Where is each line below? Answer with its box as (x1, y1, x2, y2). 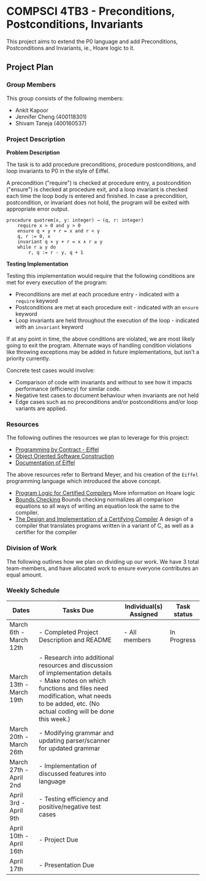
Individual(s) (124, 602, 163, 610)
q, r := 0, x (17, 233, 51, 239)
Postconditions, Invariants (6, 17, 143, 31)
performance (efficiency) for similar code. (15, 385, 121, 392)
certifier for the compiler (15, 529, 78, 536)
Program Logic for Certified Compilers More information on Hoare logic (15, 489, 196, 497)
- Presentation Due (39, 861, 94, 869)
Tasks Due (62, 606, 94, 614)
